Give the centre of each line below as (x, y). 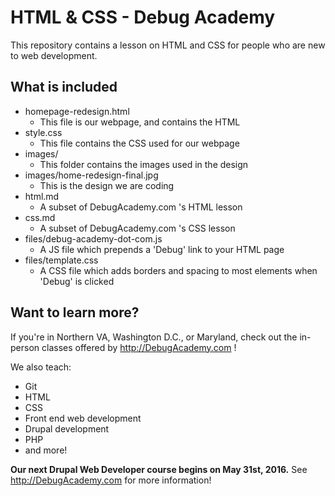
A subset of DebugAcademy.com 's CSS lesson (137, 228)
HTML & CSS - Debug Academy (143, 17)
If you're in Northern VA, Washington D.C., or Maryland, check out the (154, 337)
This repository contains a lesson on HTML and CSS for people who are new (168, 45)
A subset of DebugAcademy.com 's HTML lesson (141, 207)
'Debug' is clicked (77, 281)
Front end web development (83, 418)
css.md (40, 217)
